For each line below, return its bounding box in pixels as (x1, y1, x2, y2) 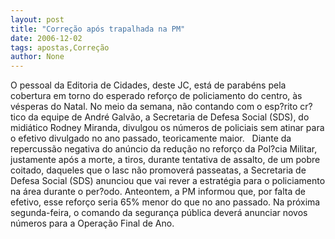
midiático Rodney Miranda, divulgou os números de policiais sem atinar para (10, 122, 325, 134)
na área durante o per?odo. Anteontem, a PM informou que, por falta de (10, 186, 307, 198)
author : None (10, 52, 65, 62)
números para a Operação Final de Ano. (10, 217, 175, 230)
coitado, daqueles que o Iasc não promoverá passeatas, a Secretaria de (10, 164, 307, 176)
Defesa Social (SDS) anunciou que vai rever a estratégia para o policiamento (10, 175, 326, 187)
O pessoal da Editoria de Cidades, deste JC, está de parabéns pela (10, 79, 287, 91)
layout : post (10, 14, 65, 25)
